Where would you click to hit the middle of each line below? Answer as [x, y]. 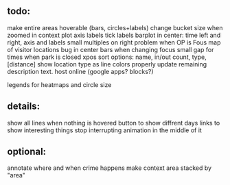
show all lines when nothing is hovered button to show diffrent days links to [114, 123]
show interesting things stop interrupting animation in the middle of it [105, 130]
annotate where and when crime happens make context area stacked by [109, 168]
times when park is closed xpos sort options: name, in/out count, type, [107, 57]
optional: [27, 152]
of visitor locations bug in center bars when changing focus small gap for [111, 49]
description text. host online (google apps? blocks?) [80, 71]
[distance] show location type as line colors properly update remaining [107, 64]
